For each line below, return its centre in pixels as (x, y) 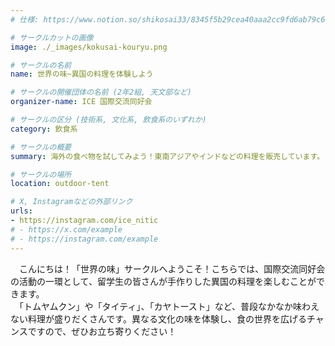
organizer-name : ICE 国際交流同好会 (81, 102)
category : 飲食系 (44, 129)
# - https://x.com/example (66, 229)
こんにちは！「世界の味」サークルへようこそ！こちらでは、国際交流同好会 (172, 268)
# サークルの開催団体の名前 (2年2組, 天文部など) (101, 92)
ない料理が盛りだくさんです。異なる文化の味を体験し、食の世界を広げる (158, 318)
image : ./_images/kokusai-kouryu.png (89, 47)
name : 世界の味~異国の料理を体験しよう (82, 74)
